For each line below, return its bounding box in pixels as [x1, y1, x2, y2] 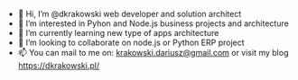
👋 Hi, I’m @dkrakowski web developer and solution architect [17, 9, 242, 19]
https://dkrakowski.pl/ [17, 60, 100, 71]
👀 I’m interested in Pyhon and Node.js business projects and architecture [17, 18, 289, 29]
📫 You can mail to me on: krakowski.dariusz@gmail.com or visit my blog [17, 48, 289, 58]
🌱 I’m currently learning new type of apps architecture [17, 28, 219, 38]
